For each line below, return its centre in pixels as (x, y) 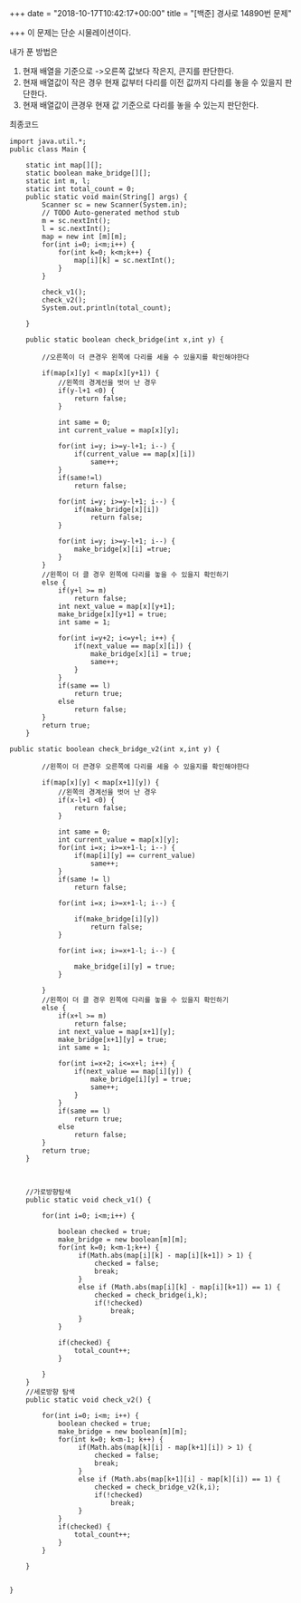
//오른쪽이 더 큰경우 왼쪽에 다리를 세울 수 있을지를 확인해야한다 (146, 357)
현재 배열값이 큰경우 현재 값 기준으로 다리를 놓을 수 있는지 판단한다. (141, 105)
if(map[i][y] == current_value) (135, 855)
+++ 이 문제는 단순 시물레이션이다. (71, 33)
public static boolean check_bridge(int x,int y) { (125, 340)
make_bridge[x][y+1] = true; (113, 614)
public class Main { (48, 150)
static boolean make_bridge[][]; (89, 173)
